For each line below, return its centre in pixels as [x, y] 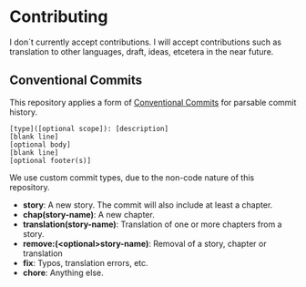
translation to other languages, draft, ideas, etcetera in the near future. [142, 51]
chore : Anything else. [63, 272]
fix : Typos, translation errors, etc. [85, 262]
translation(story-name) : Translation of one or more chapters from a [152, 224]
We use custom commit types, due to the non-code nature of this [132, 177]
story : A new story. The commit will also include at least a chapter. [148, 205]
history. [24, 112]
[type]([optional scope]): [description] [89, 128]
